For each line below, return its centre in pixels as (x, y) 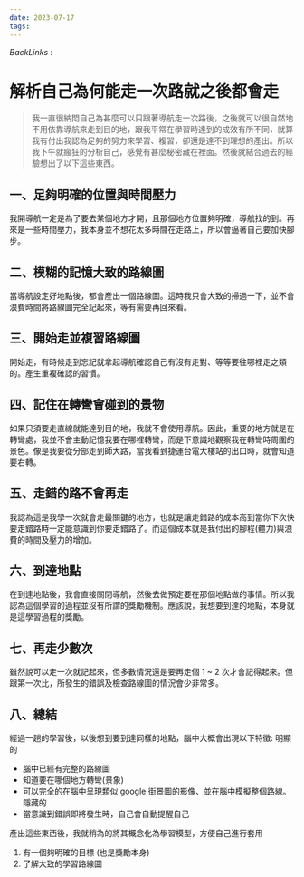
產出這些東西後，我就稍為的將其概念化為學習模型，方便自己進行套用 (136, 833)
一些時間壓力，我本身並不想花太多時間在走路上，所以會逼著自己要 (148, 230)
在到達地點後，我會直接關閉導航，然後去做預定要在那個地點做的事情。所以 (148, 594)
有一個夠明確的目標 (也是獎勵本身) (86, 852)
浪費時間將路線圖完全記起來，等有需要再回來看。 (100, 307)
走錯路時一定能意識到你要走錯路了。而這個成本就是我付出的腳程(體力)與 (151, 528)
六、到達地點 (45, 570)
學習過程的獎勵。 (57, 617)
